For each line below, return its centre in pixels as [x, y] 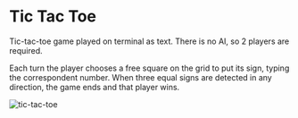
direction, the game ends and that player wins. [95, 87]
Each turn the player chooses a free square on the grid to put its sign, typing [149, 68]
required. [26, 50]
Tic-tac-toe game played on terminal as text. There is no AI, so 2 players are [149, 41]
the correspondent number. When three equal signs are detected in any [141, 77]
